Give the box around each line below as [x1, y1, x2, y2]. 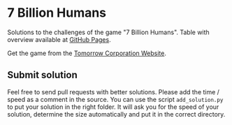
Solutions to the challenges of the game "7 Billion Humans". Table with [7, 28, 210, 36]
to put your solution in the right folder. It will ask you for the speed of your [7, 103, 219, 111]
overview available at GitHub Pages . [7, 35, 111, 43]
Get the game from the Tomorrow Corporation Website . [7, 49, 166, 57]
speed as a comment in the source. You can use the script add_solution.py [7, 95, 224, 103]
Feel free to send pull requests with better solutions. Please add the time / [7, 87, 220, 96]
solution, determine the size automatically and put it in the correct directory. [7, 110, 226, 118]
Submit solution [7, 69, 78, 81]
